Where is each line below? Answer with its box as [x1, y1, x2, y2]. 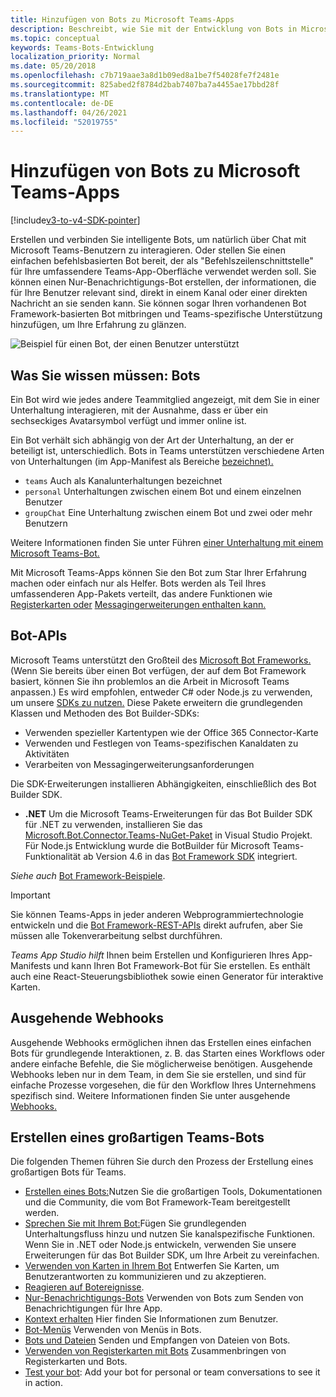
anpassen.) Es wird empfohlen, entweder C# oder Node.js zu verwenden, [10, 686, 313, 698]
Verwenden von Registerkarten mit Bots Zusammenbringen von [24, 1345, 287, 1357]
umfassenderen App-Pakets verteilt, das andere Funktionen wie [10, 588, 273, 600]
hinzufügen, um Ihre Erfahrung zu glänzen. [10, 319, 187, 331]
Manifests [10, 959, 52, 971]
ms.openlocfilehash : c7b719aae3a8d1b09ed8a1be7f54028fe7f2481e [10, 71, 280, 81]
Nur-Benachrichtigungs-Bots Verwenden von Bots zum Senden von [24, 1292, 304, 1304]
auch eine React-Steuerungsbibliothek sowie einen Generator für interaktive [10, 970, 324, 982]
